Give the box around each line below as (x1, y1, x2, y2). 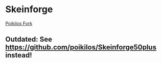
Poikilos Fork (5, 20, 33, 26)
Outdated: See (5, 35, 53, 44)
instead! (5, 51, 32, 59)
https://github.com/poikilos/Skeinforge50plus (5, 43, 157, 52)
